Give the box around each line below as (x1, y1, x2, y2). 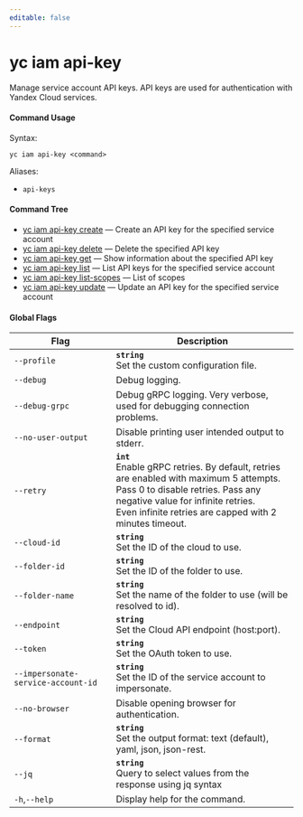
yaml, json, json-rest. (115, 743, 207, 756)
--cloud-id (14, 538, 60, 548)
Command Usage (9, 112, 76, 123)
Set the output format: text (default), (115, 732, 269, 745)
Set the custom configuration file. (115, 359, 257, 371)
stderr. (115, 437, 144, 450)
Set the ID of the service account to (115, 671, 266, 683)
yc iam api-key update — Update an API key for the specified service (22, 281, 280, 292)
